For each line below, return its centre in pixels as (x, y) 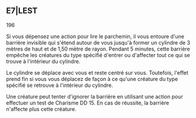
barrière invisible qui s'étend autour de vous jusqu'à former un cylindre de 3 (98, 42)
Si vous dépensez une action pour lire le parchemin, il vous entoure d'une (95, 36)
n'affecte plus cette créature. (41, 109)
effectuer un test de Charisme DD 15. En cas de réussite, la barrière (88, 103)
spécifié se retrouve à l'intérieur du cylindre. (60, 85)
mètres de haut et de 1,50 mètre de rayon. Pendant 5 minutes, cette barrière (98, 49)
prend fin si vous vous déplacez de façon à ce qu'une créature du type (92, 79)
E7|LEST (22, 11)
